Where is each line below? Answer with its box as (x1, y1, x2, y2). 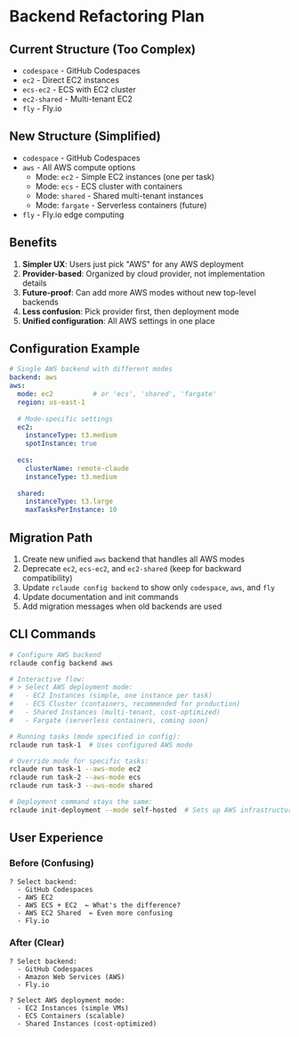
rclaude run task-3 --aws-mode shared (9, 782, 153, 790)
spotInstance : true (25, 439, 98, 449)
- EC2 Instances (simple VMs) (17, 1003, 129, 1012)
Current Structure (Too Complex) (9, 42, 197, 57)
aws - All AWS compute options (21, 162, 136, 173)
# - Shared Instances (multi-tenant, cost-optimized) (9, 708, 221, 717)
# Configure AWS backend (9, 650, 101, 660)
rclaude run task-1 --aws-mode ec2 (9, 765, 141, 774)
